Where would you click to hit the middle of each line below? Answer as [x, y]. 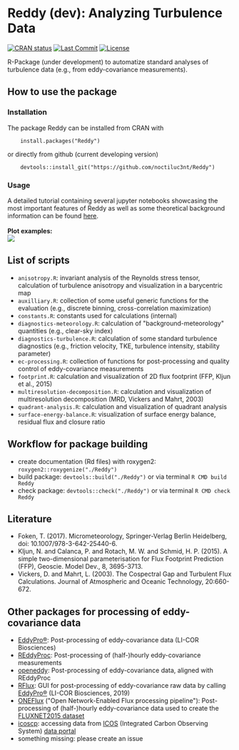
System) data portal [47, 731]
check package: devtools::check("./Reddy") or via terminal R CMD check [124, 490]
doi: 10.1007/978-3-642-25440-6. [67, 544]
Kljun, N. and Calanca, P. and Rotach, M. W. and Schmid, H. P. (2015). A [123, 552]
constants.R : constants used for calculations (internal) [97, 315]
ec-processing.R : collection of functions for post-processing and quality [123, 361]
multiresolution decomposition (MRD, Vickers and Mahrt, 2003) [111, 399]
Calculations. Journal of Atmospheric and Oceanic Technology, [111, 582]
